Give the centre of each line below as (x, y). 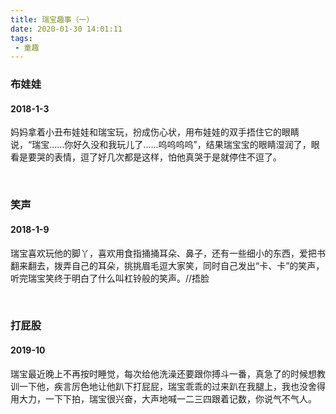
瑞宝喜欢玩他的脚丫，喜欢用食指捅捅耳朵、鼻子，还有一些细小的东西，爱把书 (168, 253)
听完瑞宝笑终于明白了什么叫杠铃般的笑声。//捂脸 (110, 278)
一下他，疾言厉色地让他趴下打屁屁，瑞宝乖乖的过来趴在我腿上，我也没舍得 (172, 386)
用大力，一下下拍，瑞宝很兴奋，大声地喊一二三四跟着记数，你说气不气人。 (163, 398)
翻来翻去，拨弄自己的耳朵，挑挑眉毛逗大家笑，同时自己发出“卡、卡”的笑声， (167, 265)
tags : (21, 38)
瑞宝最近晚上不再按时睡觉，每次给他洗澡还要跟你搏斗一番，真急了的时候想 (163, 373)
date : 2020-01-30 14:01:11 (66, 29)
